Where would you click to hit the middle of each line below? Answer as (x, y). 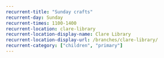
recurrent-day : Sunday (34, 18)
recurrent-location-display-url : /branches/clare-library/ (82, 40)
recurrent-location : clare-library (51, 29)
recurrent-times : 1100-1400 (41, 23)
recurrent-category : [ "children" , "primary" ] (64, 46)
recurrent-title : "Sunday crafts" (50, 12)
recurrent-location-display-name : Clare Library (68, 34)
